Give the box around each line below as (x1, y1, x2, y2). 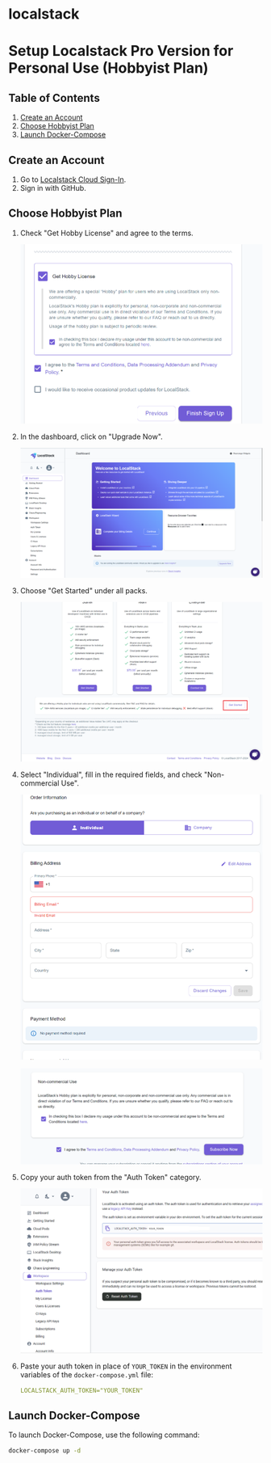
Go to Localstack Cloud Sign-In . (19, 175, 127, 184)
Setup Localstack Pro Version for (8, 42, 234, 61)
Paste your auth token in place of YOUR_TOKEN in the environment (19, 1361, 232, 1371)
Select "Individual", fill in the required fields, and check (19, 769, 203, 779)
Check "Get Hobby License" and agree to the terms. (19, 228, 194, 238)
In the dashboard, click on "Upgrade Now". (19, 432, 163, 441)
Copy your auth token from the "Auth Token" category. (19, 1172, 202, 1182)
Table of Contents (8, 91, 101, 105)
